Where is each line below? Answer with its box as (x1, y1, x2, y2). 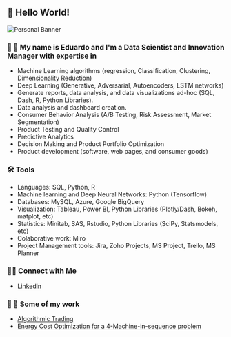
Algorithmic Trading (17, 315, 74, 323)
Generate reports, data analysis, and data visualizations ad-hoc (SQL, (17, 89, 215, 97)
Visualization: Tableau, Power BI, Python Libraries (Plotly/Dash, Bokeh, (17, 205, 217, 214)
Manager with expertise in (7, 51, 97, 61)
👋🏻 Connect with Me (7, 266, 77, 276)
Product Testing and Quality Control (17, 125, 119, 134)
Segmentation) (17, 118, 60, 126)
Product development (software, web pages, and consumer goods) (17, 147, 208, 156)
